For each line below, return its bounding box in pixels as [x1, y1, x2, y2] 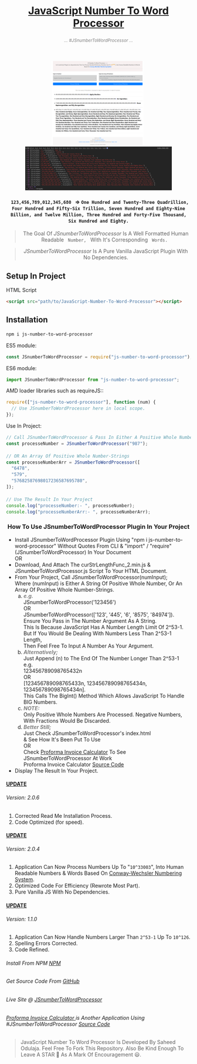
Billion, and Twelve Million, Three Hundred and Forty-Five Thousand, [11, 212, 186, 218]
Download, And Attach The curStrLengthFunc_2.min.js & [14, 561, 151, 568]
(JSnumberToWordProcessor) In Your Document [14, 548, 131, 556]
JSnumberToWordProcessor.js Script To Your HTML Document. [14, 567, 168, 574]
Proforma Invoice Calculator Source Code [23, 761, 124, 768]
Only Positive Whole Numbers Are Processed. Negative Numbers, [23, 711, 183, 718]
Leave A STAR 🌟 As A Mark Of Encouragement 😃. [20, 1051, 142, 1058]
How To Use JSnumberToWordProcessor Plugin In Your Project [7, 523, 190, 531]
